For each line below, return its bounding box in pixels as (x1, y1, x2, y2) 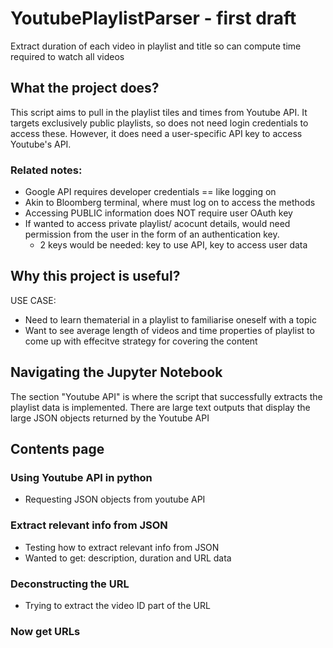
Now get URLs (10, 624, 81, 638)
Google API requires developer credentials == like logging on (24, 186, 277, 198)
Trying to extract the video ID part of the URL (24, 599, 211, 611)
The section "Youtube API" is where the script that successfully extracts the (10, 390, 323, 402)
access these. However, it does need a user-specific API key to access (10, 127, 303, 139)
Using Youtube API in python (10, 470, 153, 484)
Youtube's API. (10, 138, 72, 150)
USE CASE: (10, 294, 57, 306)
